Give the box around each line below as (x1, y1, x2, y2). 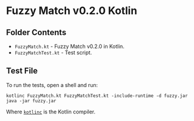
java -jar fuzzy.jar (6, 98, 57, 103)
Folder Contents (6, 27, 66, 37)
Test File (6, 66, 38, 76)
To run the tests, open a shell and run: (6, 81, 98, 88)
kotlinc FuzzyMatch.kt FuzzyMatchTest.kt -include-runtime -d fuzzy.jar (6, 92, 188, 99)
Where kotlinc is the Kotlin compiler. (6, 108, 96, 115)
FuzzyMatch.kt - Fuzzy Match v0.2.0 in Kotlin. (14, 43, 125, 50)
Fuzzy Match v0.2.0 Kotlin (6, 4, 138, 18)
